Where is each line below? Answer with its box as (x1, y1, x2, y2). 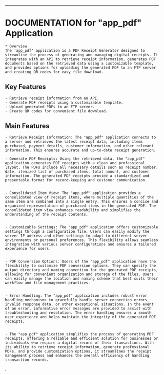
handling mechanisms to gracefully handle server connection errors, (5, 297, 150, 302)
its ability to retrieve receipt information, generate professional (5, 344, 150, 350)
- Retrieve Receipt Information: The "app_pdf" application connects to (5, 135, 156, 140)
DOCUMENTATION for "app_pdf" (5, 18, 142, 28)
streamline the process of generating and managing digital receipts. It (5, 52, 159, 57)
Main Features (5, 122, 50, 130)
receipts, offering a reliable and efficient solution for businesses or (5, 336, 159, 341)
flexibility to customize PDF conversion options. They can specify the (5, 263, 156, 268)
